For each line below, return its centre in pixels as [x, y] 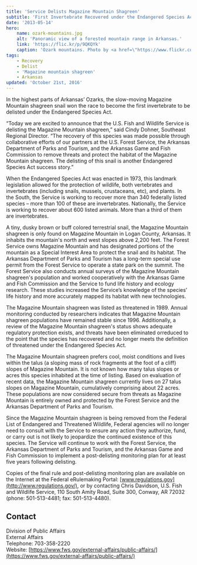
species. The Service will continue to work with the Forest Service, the [91, 443]
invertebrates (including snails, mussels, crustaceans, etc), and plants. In [94, 191]
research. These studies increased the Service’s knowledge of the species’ [97, 290]
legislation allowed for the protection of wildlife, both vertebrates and [89, 185]
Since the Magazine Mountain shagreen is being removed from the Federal [96, 418]
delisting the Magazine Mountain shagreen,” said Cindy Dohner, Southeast [96, 129]
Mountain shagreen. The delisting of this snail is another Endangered [89, 161]
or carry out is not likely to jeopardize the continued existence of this [89, 437]
